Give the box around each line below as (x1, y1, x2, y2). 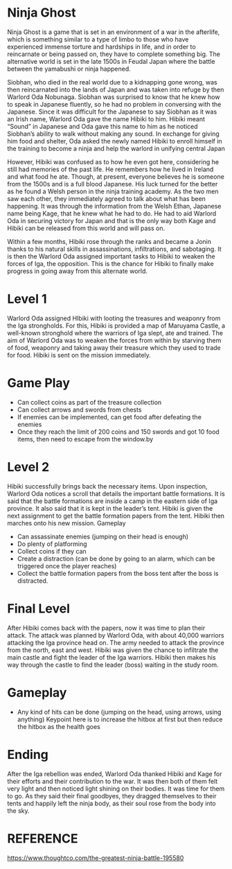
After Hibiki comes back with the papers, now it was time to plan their (7, 624, 206, 632)
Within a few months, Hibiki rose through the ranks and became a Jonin (7, 237, 211, 245)
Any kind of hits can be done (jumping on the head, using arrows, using (17, 708, 222, 716)
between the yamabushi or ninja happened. (7, 64, 132, 73)
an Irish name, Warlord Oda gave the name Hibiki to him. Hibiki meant (7, 114, 206, 123)
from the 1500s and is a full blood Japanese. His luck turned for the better (7, 179, 218, 188)
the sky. (7, 806, 30, 815)
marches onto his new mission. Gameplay (7, 518, 126, 527)
